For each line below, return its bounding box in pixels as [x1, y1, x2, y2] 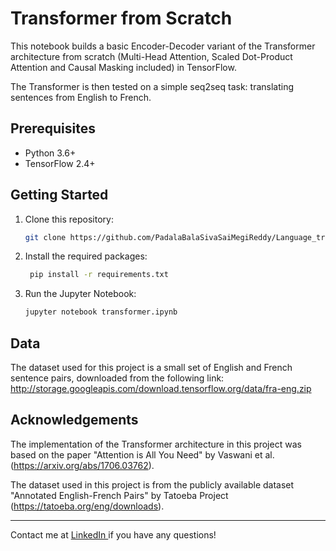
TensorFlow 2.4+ [24, 157, 96, 169]
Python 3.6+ [24, 147, 77, 159]
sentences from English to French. [10, 91, 152, 103]
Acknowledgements [10, 412, 139, 429]
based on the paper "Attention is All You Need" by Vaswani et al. [10, 448, 275, 461]
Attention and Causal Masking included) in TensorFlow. [10, 61, 237, 73]
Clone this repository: [24, 213, 114, 225]
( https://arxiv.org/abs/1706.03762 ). [10, 459, 155, 471]
